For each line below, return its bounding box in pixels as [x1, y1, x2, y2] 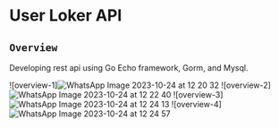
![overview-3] [173, 90, 224, 99]
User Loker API [9, 5, 123, 26]
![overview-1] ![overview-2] [9, 80, 271, 90]
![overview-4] [171, 99, 222, 109]
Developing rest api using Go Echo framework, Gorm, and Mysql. [9, 63, 249, 73]
